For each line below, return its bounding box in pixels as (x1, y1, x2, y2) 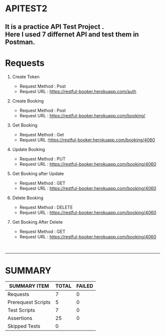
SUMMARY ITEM (9, 283, 49, 289)
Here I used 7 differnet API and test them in (5, 30, 139, 38)
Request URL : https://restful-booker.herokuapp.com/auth (19, 88, 137, 94)
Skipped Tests (7, 323, 41, 330)
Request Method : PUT (19, 155, 66, 162)
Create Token (12, 74, 40, 79)
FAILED (76, 283, 93, 289)
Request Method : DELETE (19, 204, 73, 210)
